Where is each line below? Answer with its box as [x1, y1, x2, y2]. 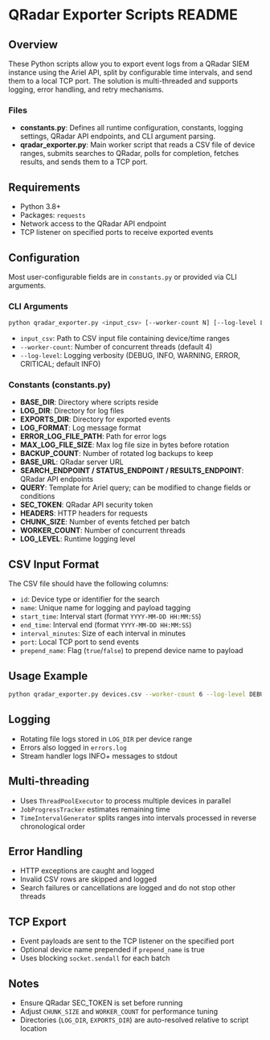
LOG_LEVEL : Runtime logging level [19, 534, 136, 544]
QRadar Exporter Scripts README [8, 6, 239, 24]
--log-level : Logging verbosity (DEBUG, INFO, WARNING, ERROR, [19, 351, 241, 360]
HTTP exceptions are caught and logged [19, 866, 155, 876]
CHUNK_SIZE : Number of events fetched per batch [19, 517, 190, 527]
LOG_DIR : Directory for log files [19, 406, 125, 416]
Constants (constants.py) [8, 380, 111, 391]
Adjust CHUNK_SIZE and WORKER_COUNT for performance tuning [19, 1006, 219, 1016]
